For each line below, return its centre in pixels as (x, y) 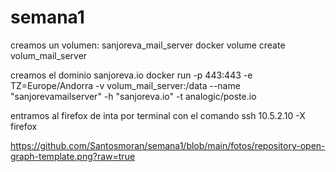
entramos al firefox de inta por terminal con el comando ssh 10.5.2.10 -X (158, 115)
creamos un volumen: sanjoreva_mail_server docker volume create (148, 45)
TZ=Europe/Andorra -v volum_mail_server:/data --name (125, 85)
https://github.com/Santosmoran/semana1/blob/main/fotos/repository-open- (168, 145)
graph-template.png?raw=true (73, 156)
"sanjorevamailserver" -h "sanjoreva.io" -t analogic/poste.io (133, 96)
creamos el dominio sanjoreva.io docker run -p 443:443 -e (131, 75)
